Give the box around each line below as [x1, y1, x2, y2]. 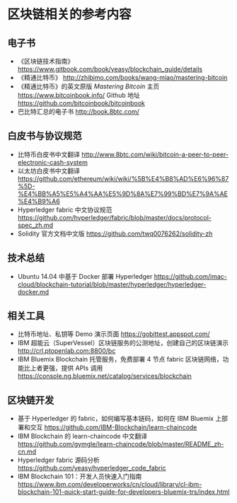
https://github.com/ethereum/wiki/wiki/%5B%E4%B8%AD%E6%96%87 [17, 174, 229, 183]
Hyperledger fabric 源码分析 [17, 456, 100, 464]
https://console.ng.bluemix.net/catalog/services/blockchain [17, 372, 192, 381]
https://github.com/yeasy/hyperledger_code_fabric [17, 464, 166, 473]
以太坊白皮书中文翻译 [17, 166, 80, 175]
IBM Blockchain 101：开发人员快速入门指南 [17, 472, 142, 481]
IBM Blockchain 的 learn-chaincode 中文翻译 [17, 432, 147, 441]
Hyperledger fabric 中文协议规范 [17, 205, 112, 214]
